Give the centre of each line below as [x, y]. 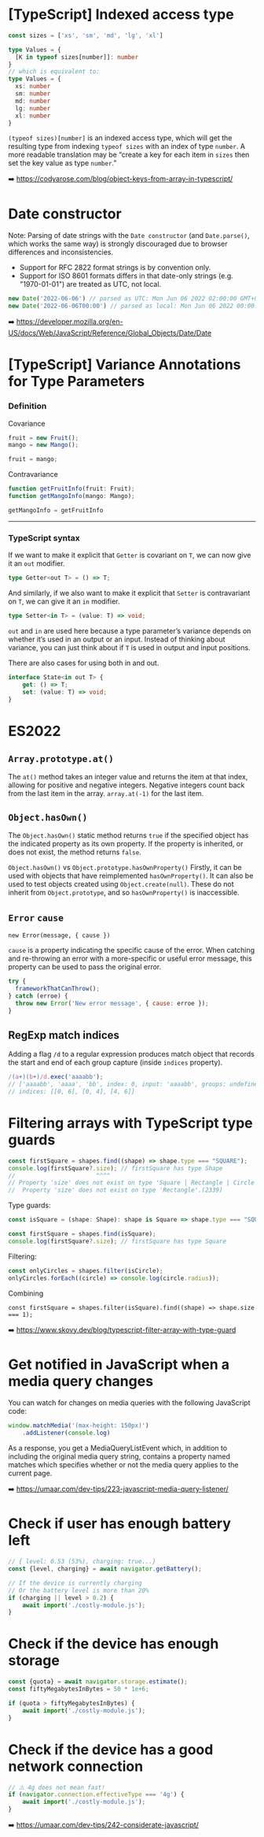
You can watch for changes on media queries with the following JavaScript [129, 1403]
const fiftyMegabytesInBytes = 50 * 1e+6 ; [79, 1689]
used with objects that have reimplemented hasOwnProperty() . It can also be [131, 876]
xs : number [33, 87]
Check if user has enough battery [120, 1524]
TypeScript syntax [44, 537]
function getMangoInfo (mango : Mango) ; [71, 496]
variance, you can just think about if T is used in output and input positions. [129, 647]
